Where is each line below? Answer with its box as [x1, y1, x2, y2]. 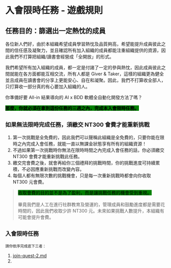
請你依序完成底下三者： [5, 244, 47, 249]
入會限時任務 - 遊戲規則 [5, 5, 103, 16]
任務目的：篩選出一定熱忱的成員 [5, 26, 106, 35]
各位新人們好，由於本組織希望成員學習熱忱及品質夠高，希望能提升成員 [5, 41, 153, 47]
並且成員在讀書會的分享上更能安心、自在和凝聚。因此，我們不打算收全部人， [5, 77, 166, 83]
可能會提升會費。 [17, 214, 54, 220]
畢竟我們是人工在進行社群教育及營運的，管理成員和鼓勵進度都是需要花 [17, 201, 165, 207]
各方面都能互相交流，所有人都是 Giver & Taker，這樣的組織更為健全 [22, 71, 164, 77]
